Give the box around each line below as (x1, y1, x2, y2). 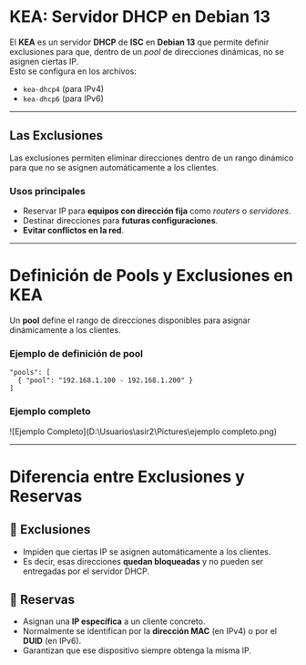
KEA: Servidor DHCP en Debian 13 (9, 6, 271, 27)
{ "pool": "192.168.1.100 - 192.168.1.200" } (17, 376, 194, 385)
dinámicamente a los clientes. (9, 324, 121, 335)
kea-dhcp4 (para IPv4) (22, 83, 105, 94)
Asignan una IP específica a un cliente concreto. (22, 616, 206, 627)
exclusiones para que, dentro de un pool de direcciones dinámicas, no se (9, 46, 284, 57)
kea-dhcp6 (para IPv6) (22, 93, 105, 104)
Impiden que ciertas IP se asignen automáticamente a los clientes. (22, 546, 271, 557)
